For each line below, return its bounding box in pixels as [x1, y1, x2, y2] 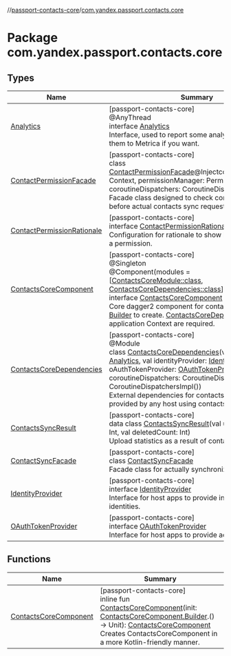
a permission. [109, 239, 153, 248]
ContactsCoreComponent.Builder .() [100, 611, 215, 621]
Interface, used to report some [109, 130, 208, 139]
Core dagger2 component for [109, 301, 204, 311]
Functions [7, 553, 52, 565]
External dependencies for [109, 390, 195, 399]
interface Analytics [109, 121, 170, 130]
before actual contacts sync [109, 201, 199, 211]
